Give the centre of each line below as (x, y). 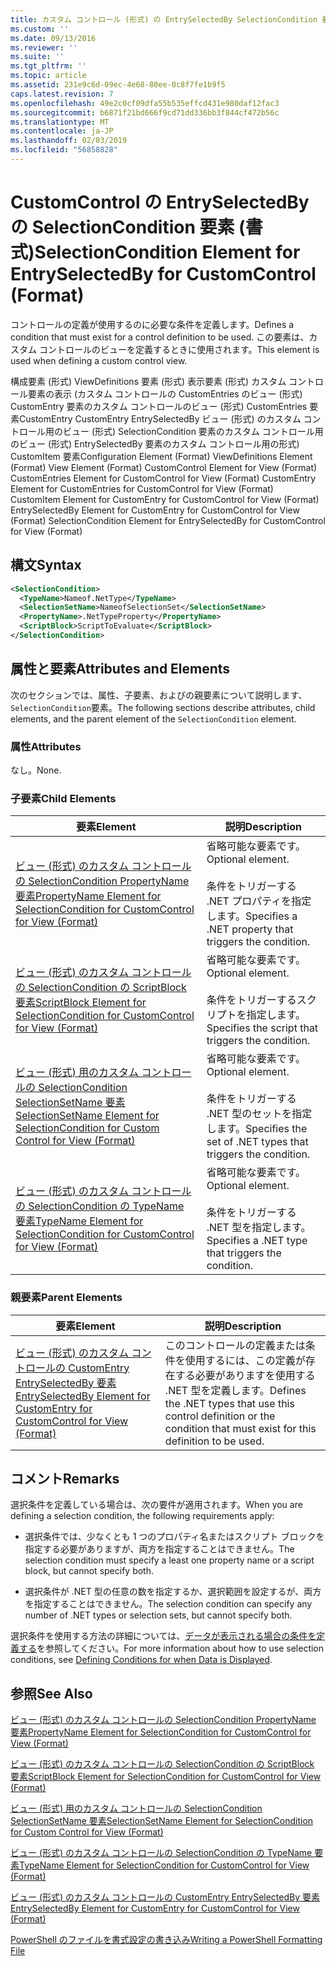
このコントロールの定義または (235, 1345)
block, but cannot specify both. (89, 1571)
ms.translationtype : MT (60, 122)
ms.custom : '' (40, 29)
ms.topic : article (48, 76)
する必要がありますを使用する (245, 1375)
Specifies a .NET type (257, 1241)
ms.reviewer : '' (44, 47)
